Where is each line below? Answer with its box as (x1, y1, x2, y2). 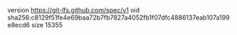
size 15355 (31, 21, 63, 29)
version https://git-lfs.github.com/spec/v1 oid (7, 6, 140, 14)
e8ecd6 (7, 21, 31, 29)
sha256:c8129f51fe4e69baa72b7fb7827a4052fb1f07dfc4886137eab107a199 (7, 13, 230, 22)
